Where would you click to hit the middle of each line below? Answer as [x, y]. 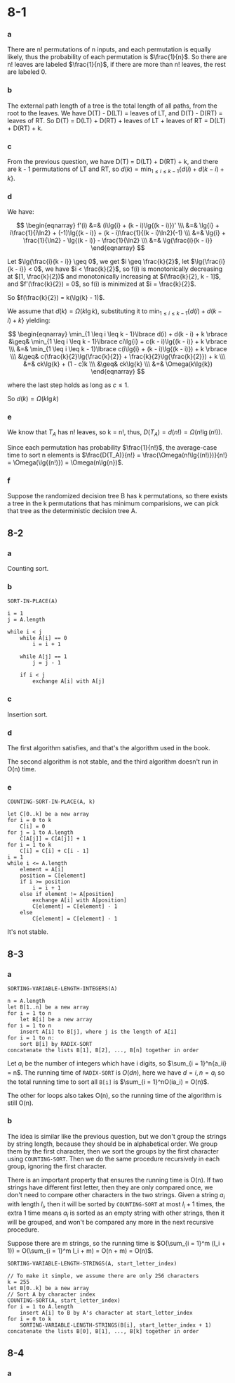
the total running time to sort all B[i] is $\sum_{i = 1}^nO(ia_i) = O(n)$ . [108, 1082]
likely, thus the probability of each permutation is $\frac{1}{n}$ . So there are [117, 57]
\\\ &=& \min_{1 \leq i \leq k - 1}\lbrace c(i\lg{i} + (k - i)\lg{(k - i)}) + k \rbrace [118, 348]
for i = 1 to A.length [40, 1307]
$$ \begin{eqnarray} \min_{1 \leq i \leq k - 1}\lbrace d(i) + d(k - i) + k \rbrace [118, 334]
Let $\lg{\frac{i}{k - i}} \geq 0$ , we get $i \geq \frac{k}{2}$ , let [98, 262]
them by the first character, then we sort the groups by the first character [113, 1151]
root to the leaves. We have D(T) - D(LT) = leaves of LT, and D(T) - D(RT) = [115, 113]
